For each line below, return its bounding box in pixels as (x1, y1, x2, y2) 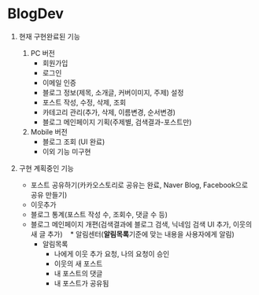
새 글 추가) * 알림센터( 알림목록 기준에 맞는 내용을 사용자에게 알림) (30, 229, 235, 238)
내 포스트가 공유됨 (54, 278, 109, 288)
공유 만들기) (30, 190, 68, 199)
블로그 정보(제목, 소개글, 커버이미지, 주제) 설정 (42, 87, 184, 97)
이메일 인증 (42, 78, 76, 87)
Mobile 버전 (30, 127, 68, 136)
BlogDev (7, 5, 65, 23)
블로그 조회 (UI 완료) (42, 137, 105, 146)
